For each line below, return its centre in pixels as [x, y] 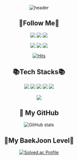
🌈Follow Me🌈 [39, 23]
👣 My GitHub [39, 113]
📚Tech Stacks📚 [39, 72]
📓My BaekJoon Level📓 [39, 140]
